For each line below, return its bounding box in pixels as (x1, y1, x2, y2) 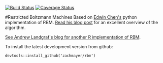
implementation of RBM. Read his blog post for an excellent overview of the (5, 20, 159, 25)
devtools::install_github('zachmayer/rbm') (5, 53, 96, 58)
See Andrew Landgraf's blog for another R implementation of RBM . (5, 34, 141, 40)
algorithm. (5, 25, 26, 31)
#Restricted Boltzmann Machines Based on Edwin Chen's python (5, 14, 137, 20)
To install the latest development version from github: (5, 44, 113, 49)
